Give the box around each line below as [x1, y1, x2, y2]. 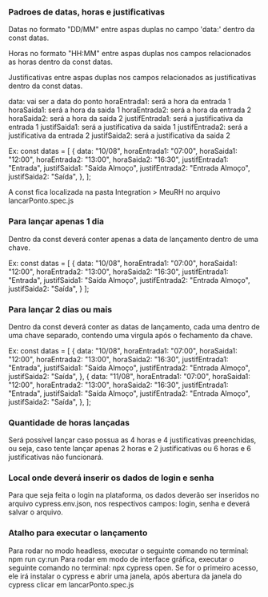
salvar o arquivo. [8, 507, 64, 517]
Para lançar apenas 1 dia [8, 216, 105, 227]
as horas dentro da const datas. [8, 57, 114, 67]
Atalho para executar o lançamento [8, 527, 148, 539]
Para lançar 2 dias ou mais [8, 304, 113, 315]
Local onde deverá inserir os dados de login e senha [8, 472, 214, 483]
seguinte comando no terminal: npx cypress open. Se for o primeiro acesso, [8, 563, 258, 572]
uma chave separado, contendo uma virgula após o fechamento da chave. [8, 330, 254, 340]
